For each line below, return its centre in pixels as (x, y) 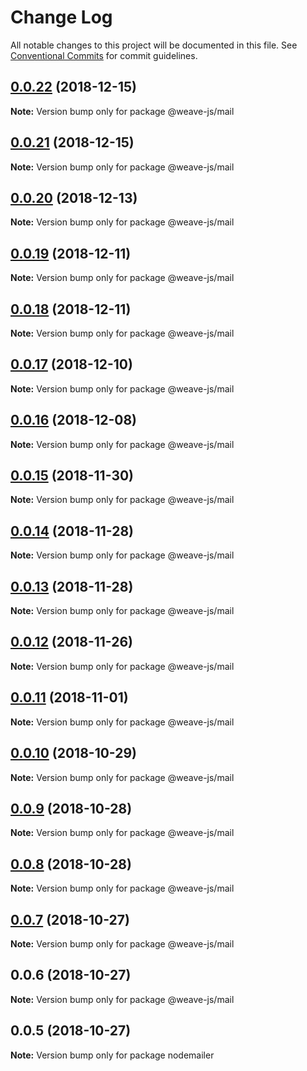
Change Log (61, 17)
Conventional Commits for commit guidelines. (104, 55)
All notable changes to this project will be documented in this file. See (154, 45)
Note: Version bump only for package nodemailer (112, 1055)
